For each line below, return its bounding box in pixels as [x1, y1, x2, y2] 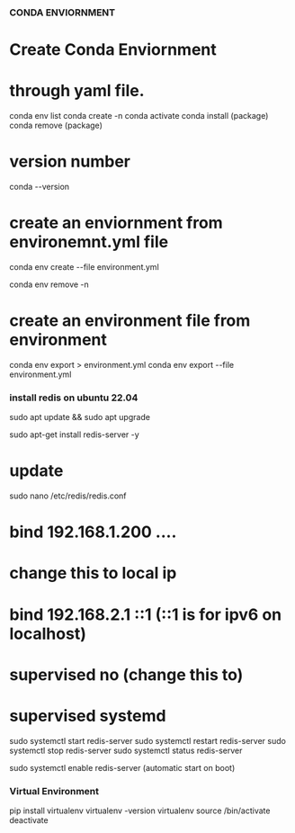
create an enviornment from [9, 213, 223, 233]
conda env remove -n [9, 279, 90, 290]
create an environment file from [9, 310, 251, 331]
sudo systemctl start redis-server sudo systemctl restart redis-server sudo [9, 735, 286, 746]
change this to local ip [9, 563, 177, 584]
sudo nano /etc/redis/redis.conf [9, 490, 128, 501]
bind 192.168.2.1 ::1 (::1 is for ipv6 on [9, 605, 282, 624]
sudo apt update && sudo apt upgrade [9, 412, 151, 423]
